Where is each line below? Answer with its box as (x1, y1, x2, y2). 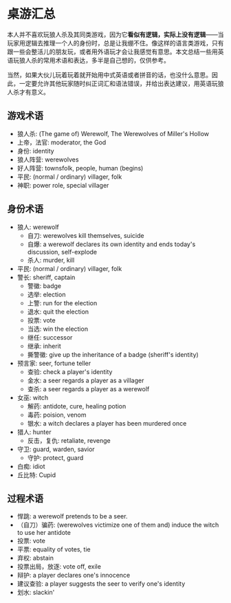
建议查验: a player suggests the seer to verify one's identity (16, 580, 186, 588)
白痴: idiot (16, 462, 46, 470)
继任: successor (27, 333, 73, 341)
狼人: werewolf (16, 223, 60, 231)
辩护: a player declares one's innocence (16, 571, 131, 580)
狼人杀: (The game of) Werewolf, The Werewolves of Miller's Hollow (16, 129, 210, 138)
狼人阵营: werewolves (16, 155, 79, 164)
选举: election (27, 290, 66, 298)
